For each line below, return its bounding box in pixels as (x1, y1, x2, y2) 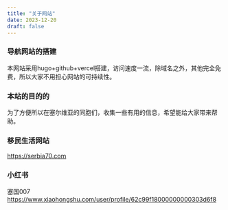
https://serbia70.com (7, 152, 67, 160)
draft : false (7, 23, 45, 30)
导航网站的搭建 (7, 47, 57, 56)
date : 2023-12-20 (7, 17, 57, 23)
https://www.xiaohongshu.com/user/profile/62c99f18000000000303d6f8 (7, 195, 217, 203)
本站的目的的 (7, 91, 50, 101)
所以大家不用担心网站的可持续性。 (19, 72, 115, 81)
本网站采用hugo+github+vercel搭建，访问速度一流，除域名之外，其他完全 (7, 63, 216, 72)
